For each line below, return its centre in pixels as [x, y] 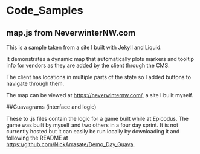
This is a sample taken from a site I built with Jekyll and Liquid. [84, 47]
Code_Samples [45, 11]
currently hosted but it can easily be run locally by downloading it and [93, 131]
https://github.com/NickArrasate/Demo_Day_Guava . [70, 144]
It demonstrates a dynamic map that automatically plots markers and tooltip [100, 59]
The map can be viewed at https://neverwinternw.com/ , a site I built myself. [100, 95]
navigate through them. [35, 83]
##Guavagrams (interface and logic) [51, 107]
